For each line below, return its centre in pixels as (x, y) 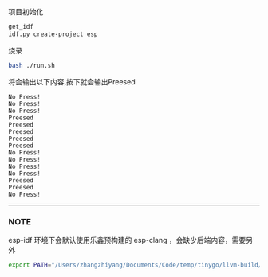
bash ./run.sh (32, 65)
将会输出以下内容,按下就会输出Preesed (72, 81)
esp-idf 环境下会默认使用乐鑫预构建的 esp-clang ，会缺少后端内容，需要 (127, 240)
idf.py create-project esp (53, 34)
